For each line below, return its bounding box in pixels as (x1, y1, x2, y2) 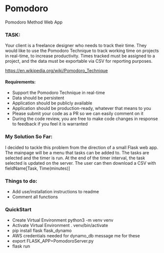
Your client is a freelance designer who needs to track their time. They (5, 43, 147, 49)
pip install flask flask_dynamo (12, 228, 72, 233)
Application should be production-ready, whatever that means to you (12, 105, 152, 111)
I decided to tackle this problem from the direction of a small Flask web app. (5, 144, 158, 150)
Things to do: (5, 177, 38, 184)
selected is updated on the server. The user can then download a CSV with (5, 160, 156, 166)
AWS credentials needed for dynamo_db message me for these (12, 233, 141, 239)
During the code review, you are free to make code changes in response (12, 116, 158, 122)
